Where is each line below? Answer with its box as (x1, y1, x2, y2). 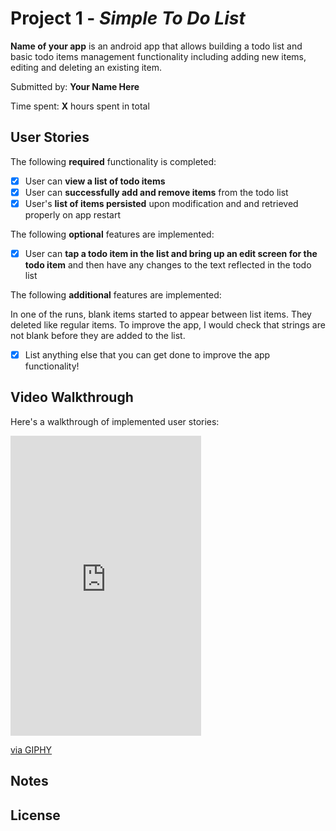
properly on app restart (24, 208, 122, 221)
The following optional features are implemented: (10, 228, 215, 240)
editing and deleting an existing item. (10, 61, 162, 73)
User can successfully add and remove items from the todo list (24, 186, 289, 198)
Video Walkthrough (10, 389, 134, 406)
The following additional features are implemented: (10, 289, 222, 301)
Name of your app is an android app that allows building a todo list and (10, 40, 303, 52)
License (10, 807, 61, 824)
